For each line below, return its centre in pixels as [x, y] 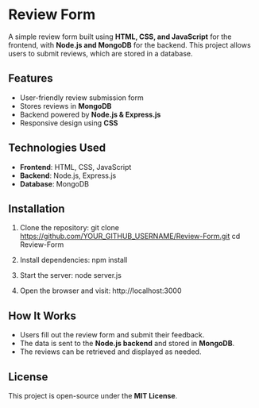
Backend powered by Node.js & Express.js [90, 114]
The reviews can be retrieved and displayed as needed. [110, 352]
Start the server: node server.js [70, 275]
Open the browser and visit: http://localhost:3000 [101, 291]
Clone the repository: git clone [69, 228]
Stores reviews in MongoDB [66, 106]
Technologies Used [57, 148]
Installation [37, 208]
